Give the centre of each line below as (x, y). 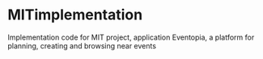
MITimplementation (75, 15)
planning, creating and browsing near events (82, 45)
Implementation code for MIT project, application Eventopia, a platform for (131, 37)
